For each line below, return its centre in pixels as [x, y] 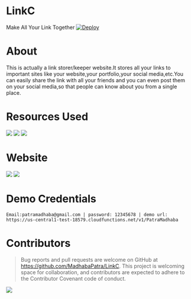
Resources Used [47, 117]
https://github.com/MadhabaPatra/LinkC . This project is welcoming [103, 266]
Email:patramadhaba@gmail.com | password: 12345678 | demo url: [87, 214]
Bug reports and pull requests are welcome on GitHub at [89, 259]
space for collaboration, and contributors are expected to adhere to [103, 272]
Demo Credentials [51, 199]
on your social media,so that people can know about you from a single [92, 86]
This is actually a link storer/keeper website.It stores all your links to [88, 67]
